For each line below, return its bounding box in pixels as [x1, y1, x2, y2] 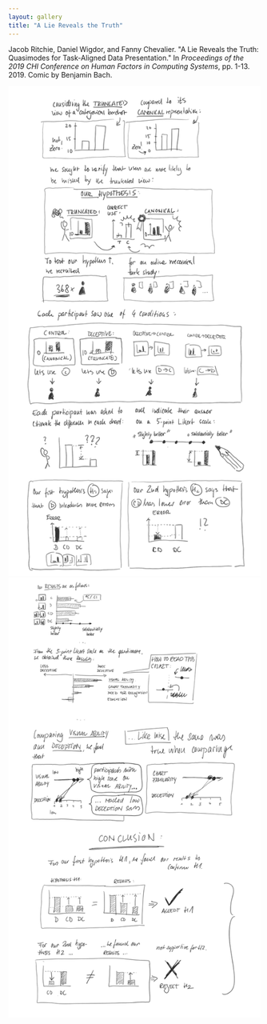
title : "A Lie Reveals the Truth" [8, 21, 124, 30]
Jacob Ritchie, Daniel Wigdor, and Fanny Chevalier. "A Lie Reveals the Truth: [8, 44, 259, 54]
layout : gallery [8, 13, 62, 21]
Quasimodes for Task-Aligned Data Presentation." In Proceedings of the [8, 53, 244, 62]
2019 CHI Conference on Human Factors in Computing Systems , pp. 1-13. [8, 61, 250, 71]
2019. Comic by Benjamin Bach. [8, 70, 113, 79]
